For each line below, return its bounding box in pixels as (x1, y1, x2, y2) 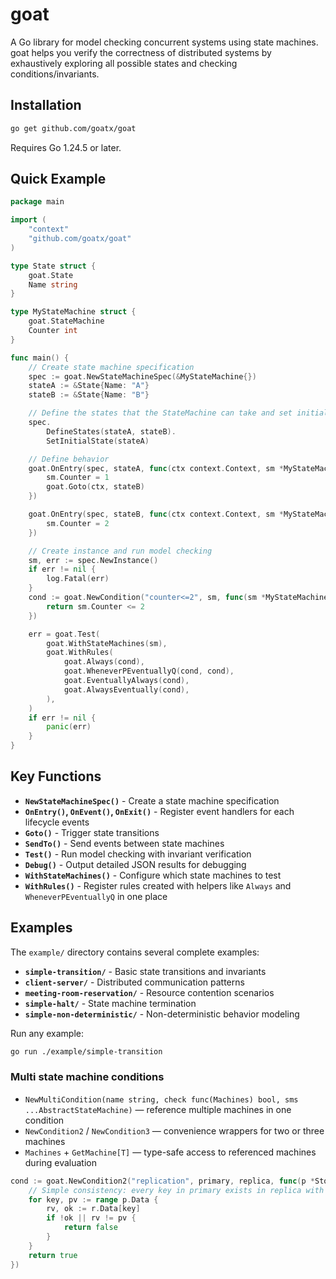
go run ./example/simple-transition (10, 1046, 163, 1057)
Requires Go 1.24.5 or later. (10, 141, 122, 153)
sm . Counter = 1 (46, 473, 110, 483)
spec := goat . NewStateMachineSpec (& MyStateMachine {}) (28, 371, 257, 382)
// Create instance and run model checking (28, 546, 213, 556)
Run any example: (10, 1027, 85, 1039)
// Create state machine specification (28, 362, 195, 372)
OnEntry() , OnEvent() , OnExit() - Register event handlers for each (24, 805, 295, 817)
